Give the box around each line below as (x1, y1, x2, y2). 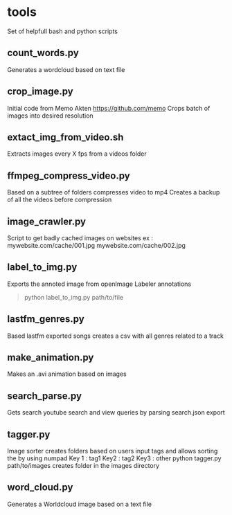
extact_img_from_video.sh (7, 131, 124, 143)
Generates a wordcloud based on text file (7, 65, 125, 73)
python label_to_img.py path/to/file (24, 293, 123, 301)
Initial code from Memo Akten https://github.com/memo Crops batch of (7, 104, 211, 112)
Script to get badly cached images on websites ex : (7, 234, 154, 242)
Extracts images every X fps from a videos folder (7, 150, 147, 158)
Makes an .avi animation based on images (7, 370, 127, 378)
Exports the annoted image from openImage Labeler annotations (7, 280, 192, 288)
